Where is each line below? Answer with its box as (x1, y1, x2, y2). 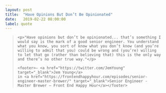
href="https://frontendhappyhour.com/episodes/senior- (30, 74, 148, 79)
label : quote (5, 21, 32, 26)
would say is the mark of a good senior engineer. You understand (17, 39, 159, 44)
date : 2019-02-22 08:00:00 (5, 16, 66, 21)
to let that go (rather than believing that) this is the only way (17, 52, 161, 57)
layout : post (5, 7, 32, 12)
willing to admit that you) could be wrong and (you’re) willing (17, 48, 156, 53)
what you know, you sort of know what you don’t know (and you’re (17, 43, 159, 49)
